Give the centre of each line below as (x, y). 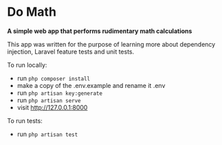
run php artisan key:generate (60, 93)
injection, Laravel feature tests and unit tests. (71, 52)
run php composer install (54, 78)
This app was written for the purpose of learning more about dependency (111, 44)
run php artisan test (47, 134)
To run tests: (25, 120)
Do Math (32, 12)
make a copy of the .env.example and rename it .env (91, 85)
